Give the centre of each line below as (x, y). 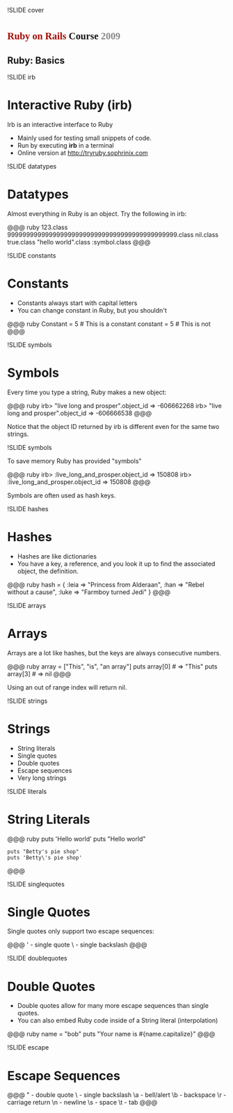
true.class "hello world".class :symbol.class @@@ (79, 242)
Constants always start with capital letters (77, 303)
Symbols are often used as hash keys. (62, 495)
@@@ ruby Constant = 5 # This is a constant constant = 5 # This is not (109, 324)
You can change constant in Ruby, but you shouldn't (92, 310)
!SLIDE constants (32, 255)
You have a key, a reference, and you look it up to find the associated (116, 563)
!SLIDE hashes (28, 508)
